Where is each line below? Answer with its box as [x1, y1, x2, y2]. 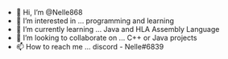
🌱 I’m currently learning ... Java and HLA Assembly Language [15, 25, 220, 33]
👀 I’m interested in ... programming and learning [15, 16, 175, 26]
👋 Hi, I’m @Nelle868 [15, 8, 83, 17]
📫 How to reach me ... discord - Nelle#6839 [15, 42, 164, 51]
